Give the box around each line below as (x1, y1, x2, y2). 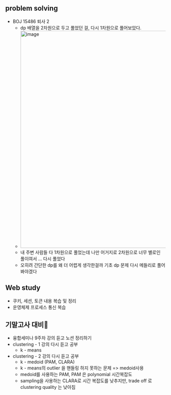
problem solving (5, 4, 58, 13)
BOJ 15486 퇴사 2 (12, 18, 50, 25)
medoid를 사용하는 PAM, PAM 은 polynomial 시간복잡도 (20, 371, 132, 378)
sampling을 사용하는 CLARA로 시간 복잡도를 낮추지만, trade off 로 (20, 378, 152, 384)
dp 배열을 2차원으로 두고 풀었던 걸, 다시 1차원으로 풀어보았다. (20, 25, 141, 31)
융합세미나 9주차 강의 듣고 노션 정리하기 (12, 335, 92, 341)
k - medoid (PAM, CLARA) (20, 359, 75, 365)
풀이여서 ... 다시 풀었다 (20, 255, 65, 262)
